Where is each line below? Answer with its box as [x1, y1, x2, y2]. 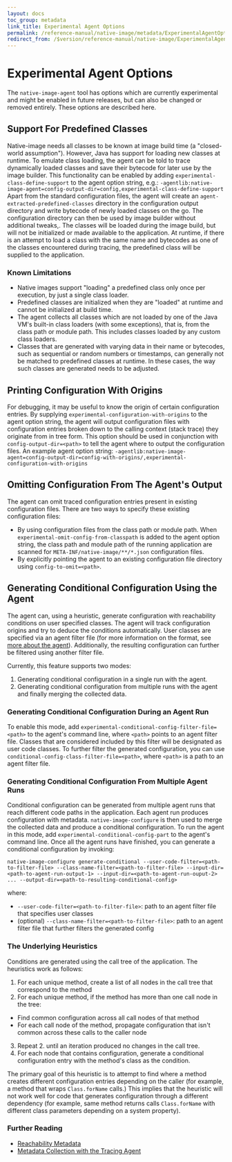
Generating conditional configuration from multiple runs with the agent [17, 682, 218, 690]
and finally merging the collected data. [17, 690, 127, 698]
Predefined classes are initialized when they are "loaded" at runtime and [17, 298, 223, 306]
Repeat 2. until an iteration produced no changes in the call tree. [17, 1042, 200, 1050]
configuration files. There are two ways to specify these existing [7, 504, 190, 513]
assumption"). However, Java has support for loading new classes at [24, 149, 221, 157]
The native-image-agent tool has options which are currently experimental [7, 89, 219, 97]
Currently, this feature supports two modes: [7, 661, 131, 670]
